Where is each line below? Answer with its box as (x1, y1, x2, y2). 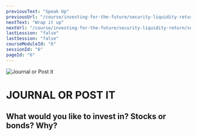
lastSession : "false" (6, 36, 59, 41)
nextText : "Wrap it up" (6, 19, 64, 25)
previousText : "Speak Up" (6, 8, 69, 15)
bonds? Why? (6, 121, 57, 131)
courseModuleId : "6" (6, 41, 57, 47)
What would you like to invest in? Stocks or (6, 111, 167, 121)
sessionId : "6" (6, 47, 43, 53)
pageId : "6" (6, 52, 35, 58)
